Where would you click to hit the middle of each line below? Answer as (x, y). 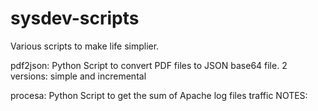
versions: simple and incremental (78, 76)
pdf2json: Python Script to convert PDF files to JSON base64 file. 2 (149, 65)
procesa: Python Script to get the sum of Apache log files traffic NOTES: (159, 95)
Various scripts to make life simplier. (85, 46)
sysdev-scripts (75, 18)
